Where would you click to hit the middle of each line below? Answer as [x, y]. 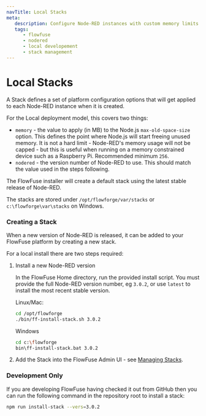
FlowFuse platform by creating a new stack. [61, 241]
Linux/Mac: [29, 302]
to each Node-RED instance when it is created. [65, 106]
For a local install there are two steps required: [65, 253]
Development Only [35, 375]
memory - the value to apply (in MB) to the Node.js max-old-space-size [103, 130]
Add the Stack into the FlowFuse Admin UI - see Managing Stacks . [99, 359]
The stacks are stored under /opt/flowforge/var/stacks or [81, 199]
